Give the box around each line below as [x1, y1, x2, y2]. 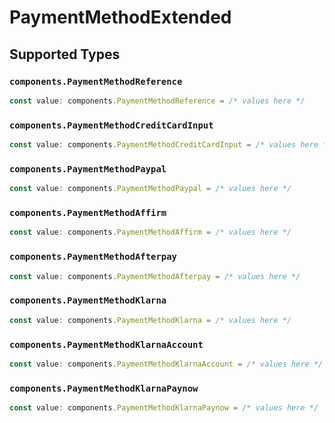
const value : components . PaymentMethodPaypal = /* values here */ [9, 184, 292, 194]
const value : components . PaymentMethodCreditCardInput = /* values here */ [9, 140, 332, 150]
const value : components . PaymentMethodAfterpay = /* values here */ [9, 271, 301, 281]
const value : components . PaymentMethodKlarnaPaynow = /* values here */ [9, 403, 319, 413]
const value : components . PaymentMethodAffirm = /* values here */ [9, 227, 292, 238]
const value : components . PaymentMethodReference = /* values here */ [9, 96, 306, 106]
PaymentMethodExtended [9, 6, 232, 29]
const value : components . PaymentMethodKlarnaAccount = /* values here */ [9, 359, 324, 369]
